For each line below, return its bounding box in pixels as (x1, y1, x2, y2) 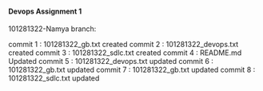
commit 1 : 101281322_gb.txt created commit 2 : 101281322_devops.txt (8, 40, 239, 49)
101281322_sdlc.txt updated (8, 73, 100, 83)
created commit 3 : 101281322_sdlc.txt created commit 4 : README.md (8, 48, 242, 57)
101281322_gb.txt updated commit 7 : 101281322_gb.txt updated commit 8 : (8, 65, 256, 75)
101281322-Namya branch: (8, 24, 97, 34)
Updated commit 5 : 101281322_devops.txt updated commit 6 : (8, 57, 214, 66)
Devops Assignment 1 (8, 6, 82, 16)
